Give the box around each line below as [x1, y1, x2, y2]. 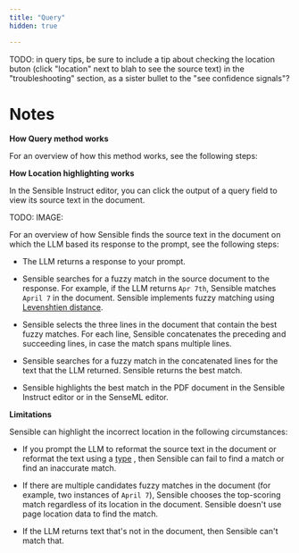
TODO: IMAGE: [9, 212, 64, 223]
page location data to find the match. [21, 508, 159, 519]
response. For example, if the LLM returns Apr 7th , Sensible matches [21, 283, 277, 294]
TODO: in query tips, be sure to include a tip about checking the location [9, 54, 275, 64]
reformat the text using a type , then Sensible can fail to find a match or [21, 453, 285, 465]
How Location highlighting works [9, 168, 135, 179]
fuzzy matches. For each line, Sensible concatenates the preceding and [21, 329, 287, 339]
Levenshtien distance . [21, 302, 104, 313]
